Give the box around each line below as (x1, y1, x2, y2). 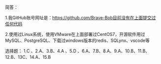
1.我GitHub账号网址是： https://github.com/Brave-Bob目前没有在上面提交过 (5, 15, 156, 21)
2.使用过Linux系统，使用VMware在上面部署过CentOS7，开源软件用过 (5, 32, 145, 37)
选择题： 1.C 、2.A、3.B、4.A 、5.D (5, 48, 77, 54)
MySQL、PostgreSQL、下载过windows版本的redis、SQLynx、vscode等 (5, 37, 150, 43)
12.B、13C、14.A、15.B (5, 54, 51, 60)
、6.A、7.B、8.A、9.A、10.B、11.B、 (77, 48, 150, 54)
